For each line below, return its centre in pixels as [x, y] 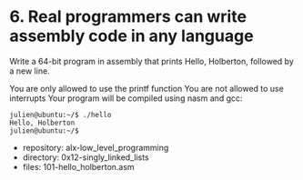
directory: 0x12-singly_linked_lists [86, 157]
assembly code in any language [131, 36]
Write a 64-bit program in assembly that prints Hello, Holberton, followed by [151, 61]
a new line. [30, 71]
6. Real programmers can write [128, 17]
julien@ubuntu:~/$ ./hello [61, 115]
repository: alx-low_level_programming [96, 147]
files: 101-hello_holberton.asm [78, 166]
